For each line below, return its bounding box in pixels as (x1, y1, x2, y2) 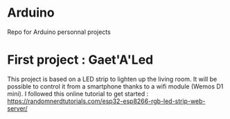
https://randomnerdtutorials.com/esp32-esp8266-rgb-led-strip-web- (7, 97, 206, 105)
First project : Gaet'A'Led (7, 52, 154, 68)
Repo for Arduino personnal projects (7, 28, 111, 36)
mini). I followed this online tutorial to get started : (7, 89, 149, 98)
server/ (7, 104, 28, 112)
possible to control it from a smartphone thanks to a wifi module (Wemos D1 (7, 82, 224, 91)
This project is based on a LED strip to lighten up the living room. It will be (7, 75, 218, 83)
